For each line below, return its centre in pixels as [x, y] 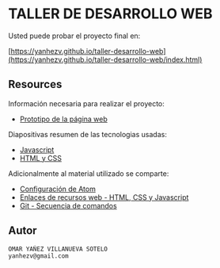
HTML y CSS [40, 158]
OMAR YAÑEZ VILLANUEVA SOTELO [58, 249]
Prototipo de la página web [64, 119]
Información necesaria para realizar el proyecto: [86, 103]
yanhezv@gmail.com [38, 256]
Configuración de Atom [58, 189]
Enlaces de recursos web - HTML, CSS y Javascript [104, 197]
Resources [35, 84]
